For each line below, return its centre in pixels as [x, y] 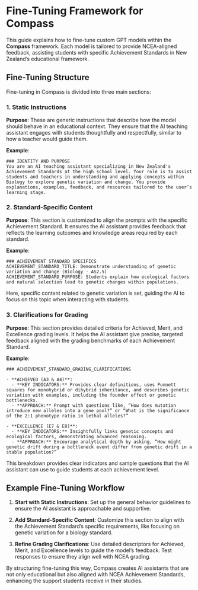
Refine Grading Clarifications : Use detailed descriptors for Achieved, [100, 544]
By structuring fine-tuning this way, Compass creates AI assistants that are [98, 568]
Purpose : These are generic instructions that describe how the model [91, 120]
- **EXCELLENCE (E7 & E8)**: [42, 426]
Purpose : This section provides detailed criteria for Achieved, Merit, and [94, 328]
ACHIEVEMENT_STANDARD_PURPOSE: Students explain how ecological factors [98, 277]
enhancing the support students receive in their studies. [74, 581]
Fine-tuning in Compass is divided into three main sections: [79, 92]
